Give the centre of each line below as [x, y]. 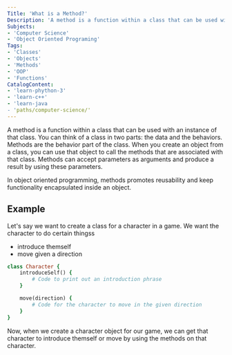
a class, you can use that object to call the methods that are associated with [115, 152]
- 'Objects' [24, 59]
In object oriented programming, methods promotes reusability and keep [110, 180]
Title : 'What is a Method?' [48, 13]
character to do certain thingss [51, 233]
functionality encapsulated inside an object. [69, 187]
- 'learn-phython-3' [37, 91]
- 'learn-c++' [28, 98]
